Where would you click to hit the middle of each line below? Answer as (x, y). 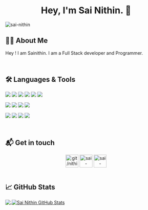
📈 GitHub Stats (30, 187)
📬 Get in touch (30, 143)
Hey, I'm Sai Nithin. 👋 (86, 10)
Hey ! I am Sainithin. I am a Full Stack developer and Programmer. (74, 53)
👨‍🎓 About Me (27, 41)
